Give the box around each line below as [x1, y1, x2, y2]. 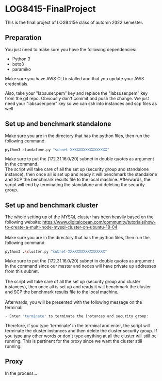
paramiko [12, 66, 31, 72]
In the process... [5, 370, 37, 376]
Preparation [5, 34, 42, 42]
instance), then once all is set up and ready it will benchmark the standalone [5, 172, 158, 177]
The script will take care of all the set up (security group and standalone [5, 166, 149, 172]
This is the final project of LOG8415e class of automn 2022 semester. [5, 19, 144, 25]
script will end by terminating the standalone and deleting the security [5, 182, 145, 188]
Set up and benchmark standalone [5, 120, 112, 128]
